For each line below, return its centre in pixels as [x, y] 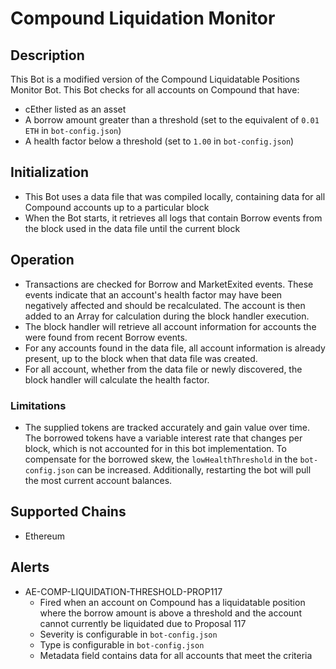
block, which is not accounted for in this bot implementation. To [155, 448]
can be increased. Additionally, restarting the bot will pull [194, 469]
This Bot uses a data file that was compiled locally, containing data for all [175, 196]
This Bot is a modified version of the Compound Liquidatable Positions [155, 79]
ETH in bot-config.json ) [73, 130]
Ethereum [44, 536]
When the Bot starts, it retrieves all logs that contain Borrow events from [173, 218]
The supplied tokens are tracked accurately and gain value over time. [167, 427]
